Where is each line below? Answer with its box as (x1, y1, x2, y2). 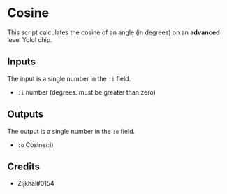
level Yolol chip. (7, 35, 52, 43)
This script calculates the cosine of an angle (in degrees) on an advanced (7, 28, 220, 36)
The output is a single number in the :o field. (7, 127, 135, 135)
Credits (7, 160, 41, 172)
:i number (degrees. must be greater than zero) (17, 88, 156, 96)
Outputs (7, 109, 44, 120)
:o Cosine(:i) (17, 140, 54, 148)
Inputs (7, 56, 36, 68)
